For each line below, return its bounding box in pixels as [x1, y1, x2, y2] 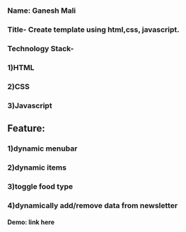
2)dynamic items [7, 162, 67, 172]
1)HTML [7, 62, 35, 72]
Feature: [7, 122, 45, 134]
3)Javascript [7, 100, 52, 110]
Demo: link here [7, 218, 55, 226]
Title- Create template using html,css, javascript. [7, 24, 180, 34]
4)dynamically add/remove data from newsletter [7, 200, 178, 210]
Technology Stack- [7, 43, 74, 53]
